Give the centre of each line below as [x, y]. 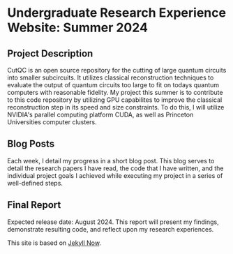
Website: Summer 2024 [78, 28]
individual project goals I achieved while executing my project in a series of [115, 175]
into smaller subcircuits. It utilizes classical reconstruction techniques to [111, 77]
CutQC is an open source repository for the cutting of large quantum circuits [117, 70]
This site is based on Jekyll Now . [54, 243]
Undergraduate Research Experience [117, 13]
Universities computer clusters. [52, 122]
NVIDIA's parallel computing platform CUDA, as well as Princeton [100, 114]
